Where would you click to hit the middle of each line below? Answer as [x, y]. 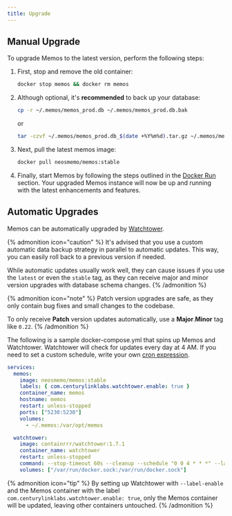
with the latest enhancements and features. [79, 190]
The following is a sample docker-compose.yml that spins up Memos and [112, 339]
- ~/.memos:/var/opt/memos [64, 425]
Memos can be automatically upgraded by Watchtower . [86, 229]
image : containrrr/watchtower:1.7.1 [72, 444]
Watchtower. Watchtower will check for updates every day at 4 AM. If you [112, 347]
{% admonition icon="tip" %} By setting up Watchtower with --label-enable [115, 483]
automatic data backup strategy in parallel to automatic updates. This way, [113, 249]
